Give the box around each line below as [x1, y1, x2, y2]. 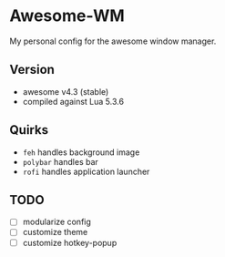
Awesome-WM [9, 5, 125, 26]
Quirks [9, 122, 48, 138]
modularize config [22, 216, 91, 228]
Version [9, 62, 55, 77]
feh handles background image [22, 147, 140, 158]
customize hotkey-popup [22, 237, 118, 248]
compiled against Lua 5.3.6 [22, 96, 125, 107]
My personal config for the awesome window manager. [9, 36, 217, 46]
